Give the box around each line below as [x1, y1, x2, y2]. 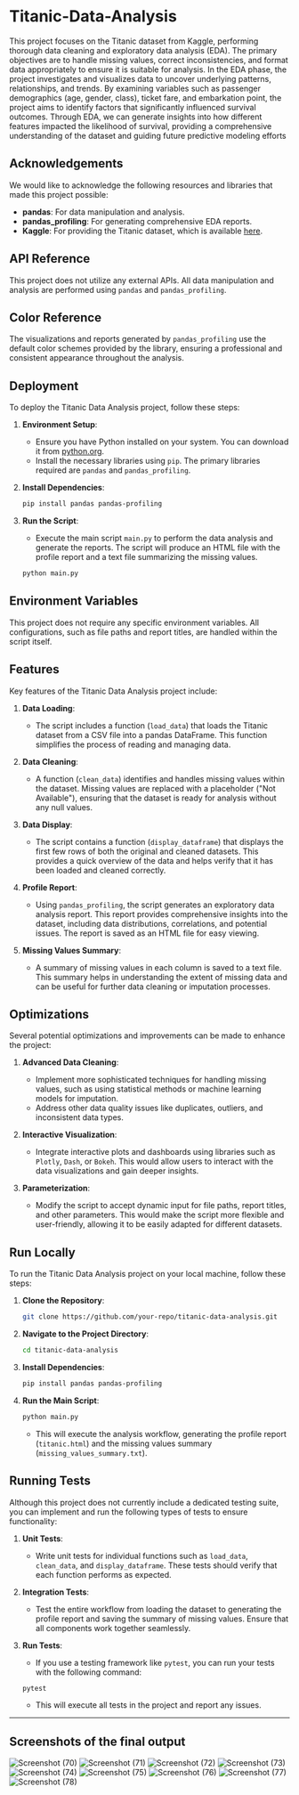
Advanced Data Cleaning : [21, 1057, 119, 1068]
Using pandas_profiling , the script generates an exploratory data [35, 899, 275, 910]
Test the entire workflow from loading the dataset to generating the [35, 1604, 282, 1614]
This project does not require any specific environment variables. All [9, 617, 260, 628]
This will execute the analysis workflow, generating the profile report [35, 1428, 287, 1439]
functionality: [9, 1515, 58, 1526]
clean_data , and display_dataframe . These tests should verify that [35, 1560, 278, 1571]
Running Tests [9, 1474, 91, 1489]
